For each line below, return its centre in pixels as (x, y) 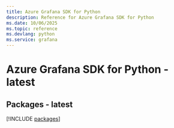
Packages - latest (40, 104)
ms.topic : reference (32, 29)
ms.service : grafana (32, 40)
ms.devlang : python (31, 34)
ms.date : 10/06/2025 (32, 23)
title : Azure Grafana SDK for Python (53, 12)
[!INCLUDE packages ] (33, 119)
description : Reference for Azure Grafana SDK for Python (80, 17)
